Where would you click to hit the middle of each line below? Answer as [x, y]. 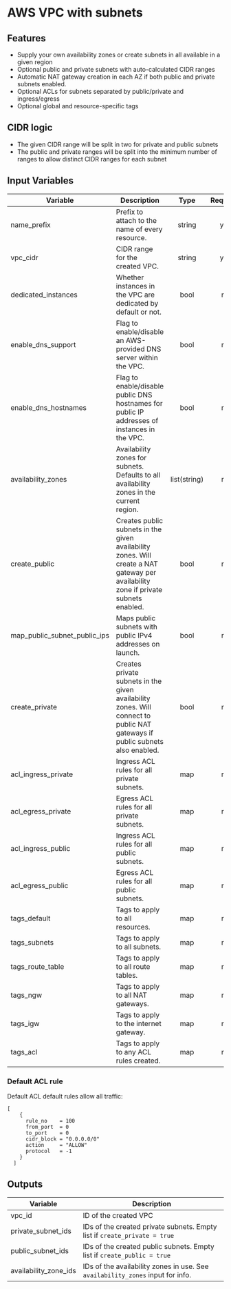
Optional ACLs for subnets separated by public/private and [100, 91]
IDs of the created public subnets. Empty [148, 1246]
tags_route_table [37, 966]
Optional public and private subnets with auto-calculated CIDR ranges [116, 69]
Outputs [25, 1184]
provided [130, 348]
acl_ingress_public [41, 848]
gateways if [134, 733]
